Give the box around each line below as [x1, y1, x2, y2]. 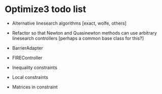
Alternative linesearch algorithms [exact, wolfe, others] [12, 20, 127, 26]
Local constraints [12, 74, 49, 80]
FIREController [12, 54, 43, 61]
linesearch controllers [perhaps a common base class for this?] [12, 35, 144, 41]
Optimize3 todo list [5, 4, 87, 15]
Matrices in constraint [12, 84, 58, 90]
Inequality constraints [12, 64, 58, 70]
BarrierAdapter [12, 45, 44, 51]
